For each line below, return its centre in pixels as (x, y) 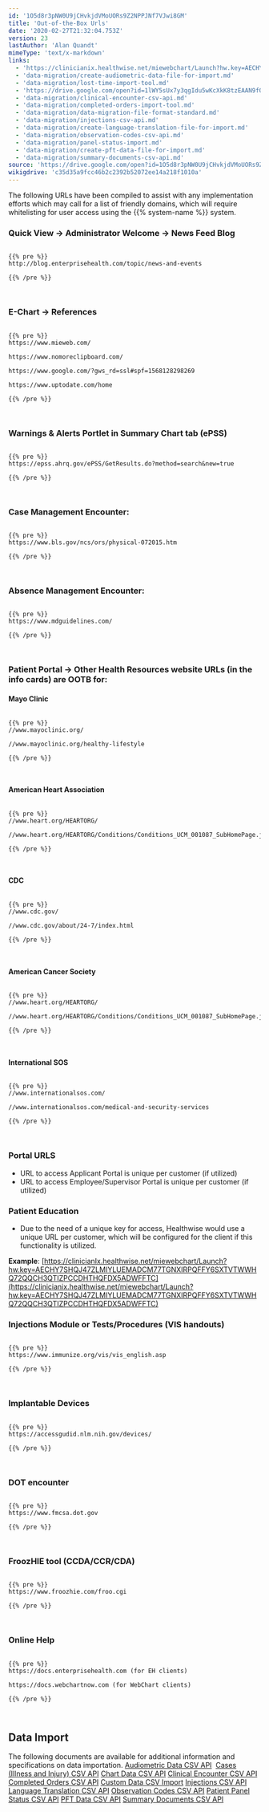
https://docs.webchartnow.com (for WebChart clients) (100, 1685)
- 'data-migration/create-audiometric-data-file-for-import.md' (125, 75)
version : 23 (28, 38)
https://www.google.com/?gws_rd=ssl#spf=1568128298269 (102, 371)
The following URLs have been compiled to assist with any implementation (131, 195)
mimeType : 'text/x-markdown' (57, 53)
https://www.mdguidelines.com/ (60, 622)
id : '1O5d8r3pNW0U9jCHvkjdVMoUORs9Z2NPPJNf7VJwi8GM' (98, 16)
